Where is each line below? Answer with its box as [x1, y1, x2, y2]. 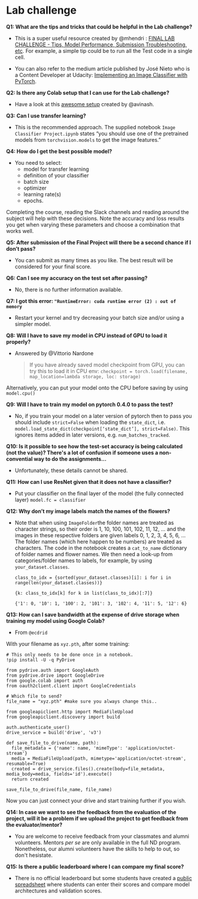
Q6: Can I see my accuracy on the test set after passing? [6, 274, 148, 282]
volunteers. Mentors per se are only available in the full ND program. [14, 839, 181, 846]
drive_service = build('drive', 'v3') [6, 729, 102, 735]
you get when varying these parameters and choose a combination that [6, 221, 180, 228]
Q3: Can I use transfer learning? [6, 112, 86, 119]
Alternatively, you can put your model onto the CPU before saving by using [6, 384, 188, 391]
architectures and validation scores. [14, 887, 102, 894]
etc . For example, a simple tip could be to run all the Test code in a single [14, 47, 193, 54]
